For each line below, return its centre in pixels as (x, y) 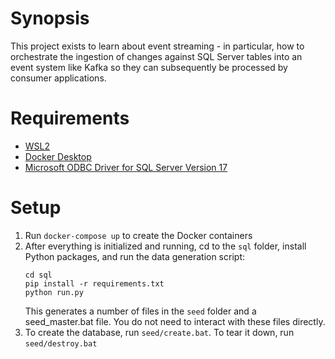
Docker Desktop (58, 156)
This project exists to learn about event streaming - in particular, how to (157, 46)
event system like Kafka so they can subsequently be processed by (149, 67)
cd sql (38, 275)
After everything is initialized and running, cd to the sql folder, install (165, 246)
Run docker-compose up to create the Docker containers (138, 235)
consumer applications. (58, 78)
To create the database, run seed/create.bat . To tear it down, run (159, 332)
